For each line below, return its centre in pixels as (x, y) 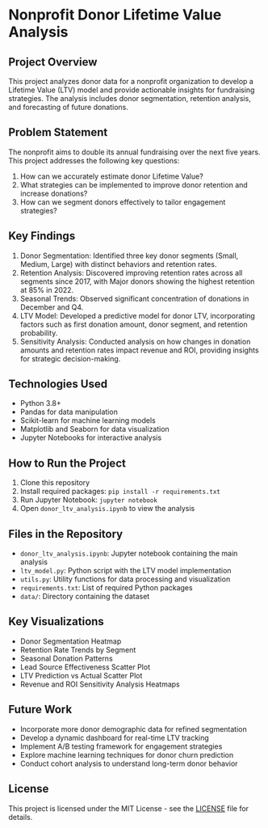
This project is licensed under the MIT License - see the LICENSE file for (128, 808)
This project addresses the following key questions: (94, 160)
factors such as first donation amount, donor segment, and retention (134, 324)
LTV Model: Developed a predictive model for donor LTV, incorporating (138, 315)
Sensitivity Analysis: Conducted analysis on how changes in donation (135, 341)
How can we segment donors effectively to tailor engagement (123, 202)
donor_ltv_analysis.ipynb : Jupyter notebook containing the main (129, 553)
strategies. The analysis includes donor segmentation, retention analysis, (130, 98)
